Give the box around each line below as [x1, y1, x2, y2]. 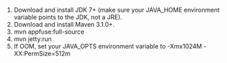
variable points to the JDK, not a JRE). [13, 13, 122, 21]
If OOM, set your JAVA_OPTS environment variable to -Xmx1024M [13, 42, 202, 50]
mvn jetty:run [13, 35, 52, 43]
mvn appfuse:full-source [13, 27, 84, 36]
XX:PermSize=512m [13, 49, 71, 58]
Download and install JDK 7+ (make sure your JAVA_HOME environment [13, 6, 220, 14]
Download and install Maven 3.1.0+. [13, 21, 115, 28]
